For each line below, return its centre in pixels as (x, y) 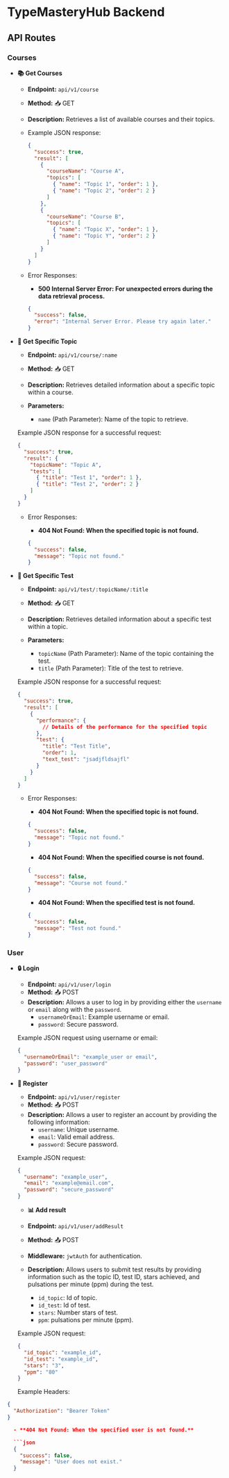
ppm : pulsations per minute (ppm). (86, 1320)
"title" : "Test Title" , (77, 746)
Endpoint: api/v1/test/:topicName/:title (88, 589)
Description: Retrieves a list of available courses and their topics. (121, 119)
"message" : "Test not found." (77, 929)
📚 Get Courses (40, 73)
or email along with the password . (75, 1010)
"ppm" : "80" (41, 1372)
